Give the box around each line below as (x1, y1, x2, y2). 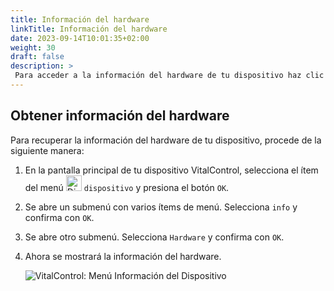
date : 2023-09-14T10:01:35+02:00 (10, 33, 150, 43)
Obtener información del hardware (10, 107, 230, 125)
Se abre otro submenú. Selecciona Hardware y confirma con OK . (24, 231, 285, 243)
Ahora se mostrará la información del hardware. (24, 250, 222, 262)
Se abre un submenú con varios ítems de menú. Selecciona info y (24, 201, 298, 213)
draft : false (10, 52, 65, 62)
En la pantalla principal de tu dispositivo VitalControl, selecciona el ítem (24, 164, 319, 176)
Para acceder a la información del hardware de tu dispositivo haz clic (14, 71, 325, 81)
